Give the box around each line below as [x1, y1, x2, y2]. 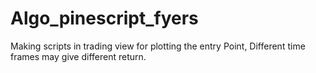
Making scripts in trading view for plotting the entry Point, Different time [10, 40, 306, 52]
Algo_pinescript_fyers [10, 7, 199, 30]
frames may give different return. [10, 50, 147, 62]
